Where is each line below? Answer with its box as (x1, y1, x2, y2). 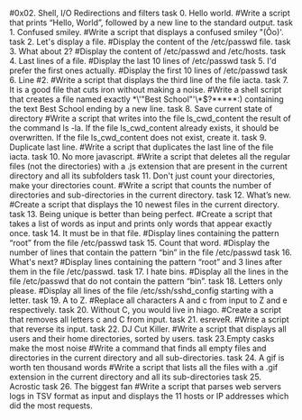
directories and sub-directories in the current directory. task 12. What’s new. (9, 189, 291, 200)
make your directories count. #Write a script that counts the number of (9, 180, 272, 190)
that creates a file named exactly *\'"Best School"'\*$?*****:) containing (9, 94, 284, 105)
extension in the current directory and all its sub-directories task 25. (9, 371, 262, 382)
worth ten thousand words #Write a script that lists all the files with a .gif (9, 362, 279, 372)
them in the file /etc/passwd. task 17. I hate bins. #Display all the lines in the (9, 266, 288, 277)
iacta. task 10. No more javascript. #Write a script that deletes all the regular (9, 151, 291, 161)
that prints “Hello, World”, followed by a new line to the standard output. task (9, 17, 293, 28)
